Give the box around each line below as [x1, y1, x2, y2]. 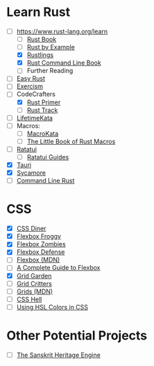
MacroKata [26, 129, 59, 138]
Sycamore [16, 168, 46, 177]
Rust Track [26, 106, 58, 114]
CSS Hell [16, 295, 42, 303]
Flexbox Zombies [16, 240, 67, 248]
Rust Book [26, 35, 57, 43]
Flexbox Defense [16, 248, 65, 256]
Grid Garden [16, 271, 52, 280]
